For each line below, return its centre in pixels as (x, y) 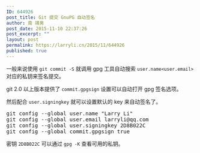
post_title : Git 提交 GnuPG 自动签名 (51, 17)
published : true (26, 51)
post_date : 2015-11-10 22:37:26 (47, 28)
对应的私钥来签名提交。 (35, 76)
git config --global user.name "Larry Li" (70, 113)
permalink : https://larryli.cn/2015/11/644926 (65, 46)
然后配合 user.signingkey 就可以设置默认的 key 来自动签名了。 (84, 101)
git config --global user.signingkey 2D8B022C (76, 125)
